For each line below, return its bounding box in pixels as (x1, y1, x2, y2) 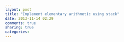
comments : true (5, 20, 36, 26)
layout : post (5, 7, 32, 12)
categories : (5, 29, 29, 34)
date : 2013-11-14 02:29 (5, 16, 54, 21)
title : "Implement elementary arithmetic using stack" (5, 12, 120, 16)
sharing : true (5, 25, 34, 30)
